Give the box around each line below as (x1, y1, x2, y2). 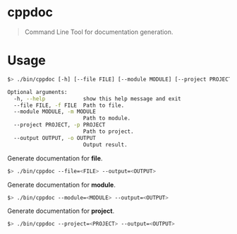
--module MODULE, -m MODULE (13, 108, 97, 115)
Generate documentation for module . (7, 180, 116, 189)
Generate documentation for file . (7, 153, 103, 163)
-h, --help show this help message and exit (13, 95, 181, 103)
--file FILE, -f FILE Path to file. (13, 102, 125, 109)
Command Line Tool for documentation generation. (24, 28, 174, 36)
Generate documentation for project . (7, 206, 115, 216)
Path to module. (83, 115, 131, 122)
